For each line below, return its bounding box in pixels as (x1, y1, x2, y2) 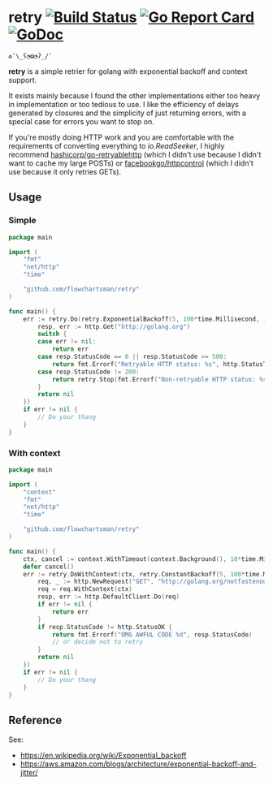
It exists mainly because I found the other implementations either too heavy (8, 90, 261, 101)
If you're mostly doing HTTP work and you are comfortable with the (8, 132, 234, 142)
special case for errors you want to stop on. (8, 116, 154, 126)
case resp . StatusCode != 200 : (37, 368, 140, 376)
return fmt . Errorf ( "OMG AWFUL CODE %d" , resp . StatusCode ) (51, 630, 253, 639)
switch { (37, 330, 67, 339)
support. (8, 75, 37, 84)
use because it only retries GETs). (8, 166, 122, 176)
